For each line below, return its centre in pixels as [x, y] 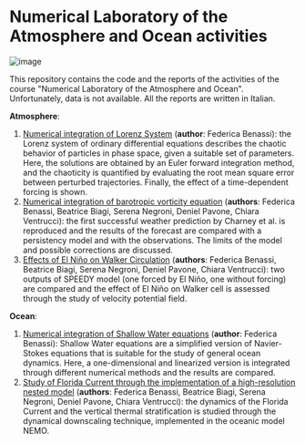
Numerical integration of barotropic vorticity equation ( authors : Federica [159, 201]
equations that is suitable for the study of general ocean [156, 353]
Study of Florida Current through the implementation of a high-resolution [159, 382]
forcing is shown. [55, 191]
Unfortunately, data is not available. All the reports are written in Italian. [142, 98]
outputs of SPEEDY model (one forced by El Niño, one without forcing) [154, 279]
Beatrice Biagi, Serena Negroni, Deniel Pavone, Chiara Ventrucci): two [153, 269]
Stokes [36, 353]
